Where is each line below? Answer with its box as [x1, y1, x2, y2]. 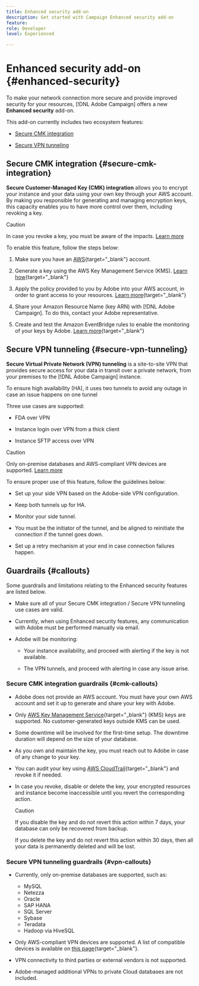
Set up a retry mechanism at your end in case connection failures [14, 542, 175, 549]
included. [14, 975, 38, 982]
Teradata [23, 921, 46, 928]
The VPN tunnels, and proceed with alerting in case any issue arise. [23, 664, 189, 672]
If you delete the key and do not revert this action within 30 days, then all [14, 836, 194, 843]
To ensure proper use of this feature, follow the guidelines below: [6, 478, 166, 485]
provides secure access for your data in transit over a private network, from [6, 366, 191, 373]
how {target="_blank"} [14, 273, 69, 280]
